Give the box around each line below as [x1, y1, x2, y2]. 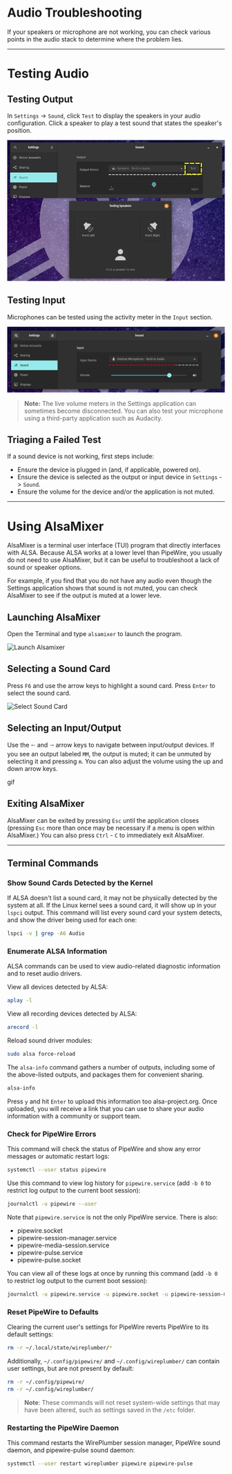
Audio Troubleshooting [7, 5, 143, 21]
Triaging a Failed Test [7, 433, 101, 445]
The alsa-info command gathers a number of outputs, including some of [7, 1063, 215, 1071]
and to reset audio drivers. [7, 969, 82, 978]
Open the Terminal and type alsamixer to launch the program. [7, 630, 183, 638]
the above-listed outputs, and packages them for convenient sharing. [7, 1070, 204, 1079]
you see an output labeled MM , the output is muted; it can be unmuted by [7, 749, 212, 758]
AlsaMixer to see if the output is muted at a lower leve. [7, 591, 162, 599]
